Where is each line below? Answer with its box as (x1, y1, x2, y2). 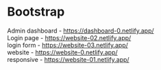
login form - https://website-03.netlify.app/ (7, 41, 129, 49)
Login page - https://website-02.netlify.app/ (7, 33, 132, 41)
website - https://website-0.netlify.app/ (7, 48, 118, 56)
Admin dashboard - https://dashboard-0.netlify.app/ (7, 27, 154, 35)
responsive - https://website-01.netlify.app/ (7, 55, 129, 63)
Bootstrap (7, 4, 65, 20)
